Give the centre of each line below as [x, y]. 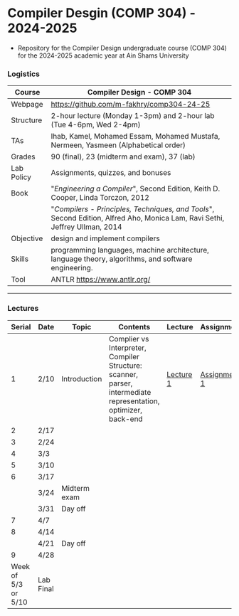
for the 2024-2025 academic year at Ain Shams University [103, 55]
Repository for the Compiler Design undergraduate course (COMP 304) [122, 48]
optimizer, [126, 410]
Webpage [27, 105]
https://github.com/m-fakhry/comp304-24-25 [131, 105]
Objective [27, 238]
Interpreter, [128, 348]
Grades [23, 156]
